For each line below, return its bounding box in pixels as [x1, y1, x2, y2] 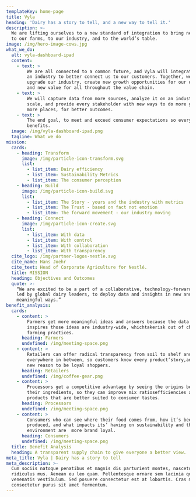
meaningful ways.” [16, 297, 61, 303]
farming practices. [27, 330, 75, 335]
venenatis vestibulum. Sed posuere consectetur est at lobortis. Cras [11, 477, 187, 483]
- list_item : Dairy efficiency [27, 166, 103, 173]
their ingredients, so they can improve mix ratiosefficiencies [27, 390, 187, 396]
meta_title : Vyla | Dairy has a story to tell [6, 455, 121, 461]
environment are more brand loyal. [27, 428, 116, 434]
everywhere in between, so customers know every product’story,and [27, 357, 194, 363]
